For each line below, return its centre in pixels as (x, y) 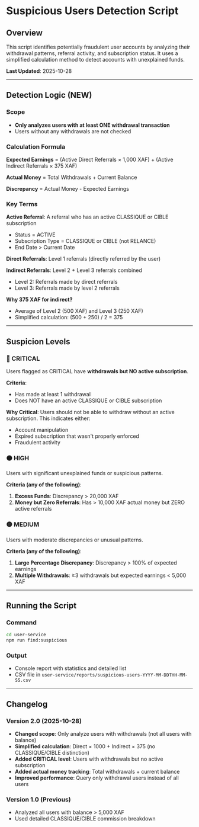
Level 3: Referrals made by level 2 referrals (67, 288)
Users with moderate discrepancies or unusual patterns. (75, 540)
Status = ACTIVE (35, 235)
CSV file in (28, 675)
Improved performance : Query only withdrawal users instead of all (97, 778)
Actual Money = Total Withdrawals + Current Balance (72, 177)
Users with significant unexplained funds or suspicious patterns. (85, 473)
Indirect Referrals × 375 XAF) (42, 166)
